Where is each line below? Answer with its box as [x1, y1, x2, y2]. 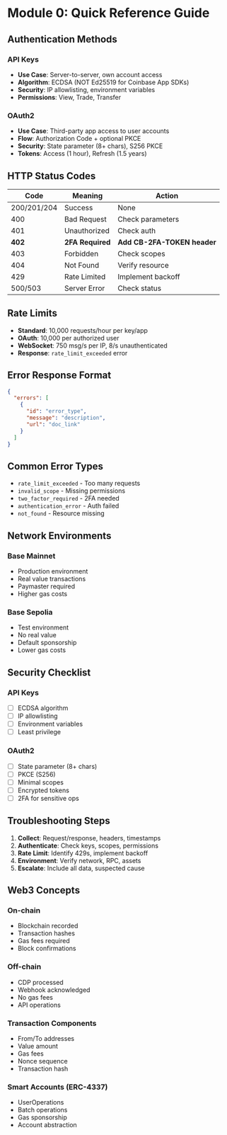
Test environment [17, 623, 69, 632]
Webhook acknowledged [17, 986, 91, 994]
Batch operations [17, 1106, 68, 1114]
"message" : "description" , [25, 414, 106, 422]
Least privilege [17, 728, 62, 736]
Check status [117, 283, 161, 293]
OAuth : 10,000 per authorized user [17, 333, 120, 342]
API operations [17, 1000, 62, 1009]
